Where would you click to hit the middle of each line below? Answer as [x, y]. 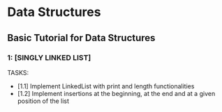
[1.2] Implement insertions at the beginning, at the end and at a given [116, 93]
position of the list [43, 101]
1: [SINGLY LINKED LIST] [49, 58]
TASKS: [18, 72]
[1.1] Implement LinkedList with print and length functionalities [106, 86]
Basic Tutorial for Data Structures [81, 38]
